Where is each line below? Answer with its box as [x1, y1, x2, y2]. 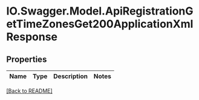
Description [53, 72, 88, 80]
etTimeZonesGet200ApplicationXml [6, 17, 194, 31]
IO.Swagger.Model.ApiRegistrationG [6, 4, 194, 18]
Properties [6, 54, 47, 64]
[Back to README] [6, 87, 53, 95]
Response [6, 30, 58, 44]
